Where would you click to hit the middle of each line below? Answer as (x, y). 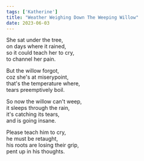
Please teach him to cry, (36, 132)
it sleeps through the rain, (38, 108)
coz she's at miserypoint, (38, 77)
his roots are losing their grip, (43, 145)
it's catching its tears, (33, 114)
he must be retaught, (32, 139)
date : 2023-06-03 (28, 23)
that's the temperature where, (43, 84)
